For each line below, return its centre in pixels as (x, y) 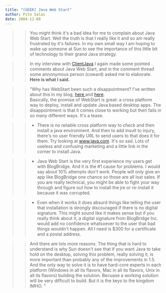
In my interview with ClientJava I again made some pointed (90, 64)
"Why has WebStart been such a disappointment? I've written (92, 89)
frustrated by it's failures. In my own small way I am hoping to (92, 44)
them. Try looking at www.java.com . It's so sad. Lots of (93, 141)
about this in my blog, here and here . (67, 94)
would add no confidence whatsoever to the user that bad (96, 223)
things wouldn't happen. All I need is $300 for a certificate (96, 229)
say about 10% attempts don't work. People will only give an (98, 172)
